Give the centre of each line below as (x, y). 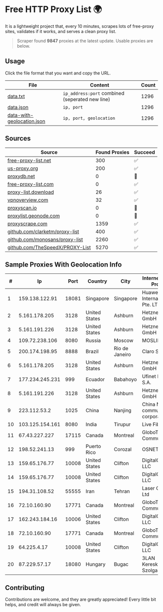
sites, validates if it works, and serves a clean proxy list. (61, 31)
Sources (18, 138)
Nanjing (123, 411)
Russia (93, 341)
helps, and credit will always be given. (43, 605)
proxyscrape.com (27, 223)
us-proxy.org (23, 168)
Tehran (122, 491)
